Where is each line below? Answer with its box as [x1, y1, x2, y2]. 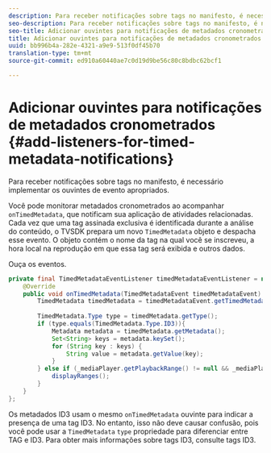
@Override [23, 282, 56, 290]
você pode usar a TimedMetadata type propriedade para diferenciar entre [8, 426, 248, 436]
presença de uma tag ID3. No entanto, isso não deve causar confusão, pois [8, 418, 259, 427]
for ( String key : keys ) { [51, 342, 143, 351]
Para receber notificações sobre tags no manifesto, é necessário [8, 177, 224, 186]
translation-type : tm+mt [8, 49, 92, 57]
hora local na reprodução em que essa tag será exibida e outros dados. [8, 243, 246, 253]
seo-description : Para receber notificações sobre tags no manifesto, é [8, 19, 258, 27]
